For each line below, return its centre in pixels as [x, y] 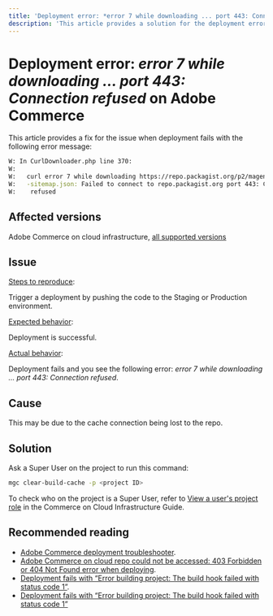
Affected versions [55, 217]
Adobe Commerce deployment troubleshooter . [98, 552]
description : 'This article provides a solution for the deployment [127, 24]
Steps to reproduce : [42, 282]
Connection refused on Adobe [113, 98]
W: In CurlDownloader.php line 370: [70, 162]
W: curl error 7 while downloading [72, 177]
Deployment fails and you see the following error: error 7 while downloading [136, 369]
